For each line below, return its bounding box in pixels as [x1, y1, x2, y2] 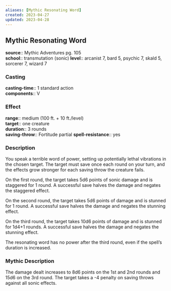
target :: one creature [5, 120, 50, 126]
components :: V [5, 90, 40, 96]
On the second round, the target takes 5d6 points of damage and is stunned [5, 198, 166, 204]
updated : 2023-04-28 [5, 17, 50, 22]
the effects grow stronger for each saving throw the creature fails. [5, 167, 145, 173]
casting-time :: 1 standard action [5, 85, 73, 91]
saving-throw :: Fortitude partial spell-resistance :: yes [5, 131, 121, 138]
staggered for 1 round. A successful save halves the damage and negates [5, 182, 161, 188]
